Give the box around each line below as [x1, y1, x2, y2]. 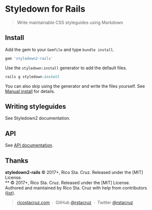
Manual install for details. [5, 88, 55, 94]
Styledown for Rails [5, 3, 85, 15]
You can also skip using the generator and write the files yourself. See [5, 83, 145, 89]
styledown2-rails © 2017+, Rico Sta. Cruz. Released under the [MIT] [5, 169, 143, 175]
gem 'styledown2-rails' [5, 56, 53, 61]
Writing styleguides [5, 102, 67, 111]
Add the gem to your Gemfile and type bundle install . [5, 46, 115, 52]
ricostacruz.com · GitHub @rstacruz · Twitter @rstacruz [17, 199, 134, 205]
